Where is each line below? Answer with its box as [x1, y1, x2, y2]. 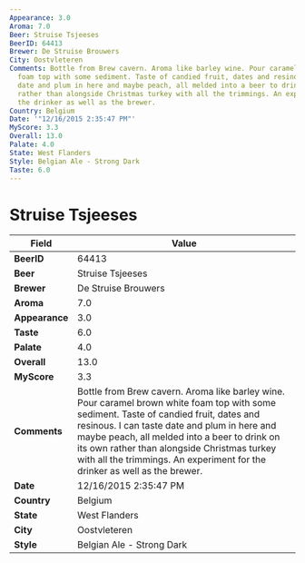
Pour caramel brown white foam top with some [76, 397, 277, 410]
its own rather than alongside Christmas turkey [76, 442, 277, 455]
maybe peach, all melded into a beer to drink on [76, 430, 280, 443]
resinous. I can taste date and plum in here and [76, 420, 277, 432]
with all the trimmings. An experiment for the [76, 453, 266, 466]
